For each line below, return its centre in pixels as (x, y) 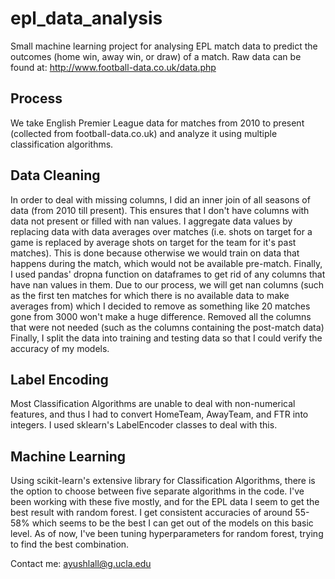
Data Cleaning (55, 175)
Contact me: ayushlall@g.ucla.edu (81, 564)
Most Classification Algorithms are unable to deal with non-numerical (153, 404)
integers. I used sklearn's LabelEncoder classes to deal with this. (144, 425)
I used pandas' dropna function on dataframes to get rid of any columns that (168, 274)
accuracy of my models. (60, 348)
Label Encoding (59, 379)
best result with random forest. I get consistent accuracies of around (151, 513)
